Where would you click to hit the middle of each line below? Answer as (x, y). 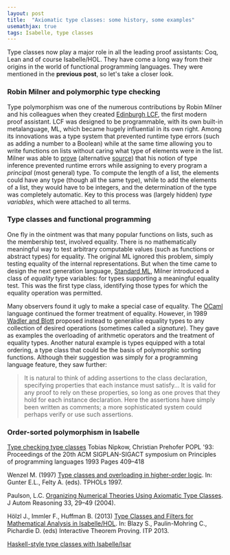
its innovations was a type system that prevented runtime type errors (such (113, 136)
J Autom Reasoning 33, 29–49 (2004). (61, 503)
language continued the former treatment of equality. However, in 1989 (107, 313)
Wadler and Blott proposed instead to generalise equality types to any (106, 321)
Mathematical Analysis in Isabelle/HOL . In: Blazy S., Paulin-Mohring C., (107, 523)
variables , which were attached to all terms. (69, 202)
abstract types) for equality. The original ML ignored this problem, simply (110, 256)
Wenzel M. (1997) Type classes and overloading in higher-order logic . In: (110, 475)
